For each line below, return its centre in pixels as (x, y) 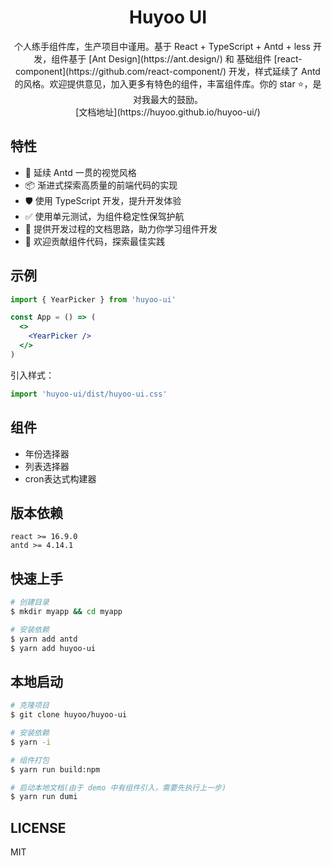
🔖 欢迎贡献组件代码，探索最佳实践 (94, 241)
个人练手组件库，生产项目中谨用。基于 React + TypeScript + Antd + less (162, 46)
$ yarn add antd (44, 639)
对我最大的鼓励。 (168, 99)
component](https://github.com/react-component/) (121, 71)
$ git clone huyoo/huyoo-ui (69, 715)
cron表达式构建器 (60, 478)
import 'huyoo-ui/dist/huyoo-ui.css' (89, 394)
